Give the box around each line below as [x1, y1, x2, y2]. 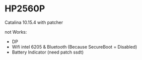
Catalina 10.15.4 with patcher [4, 19, 63, 25]
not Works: [4, 29, 27, 35]
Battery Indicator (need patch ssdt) [11, 49, 84, 55]
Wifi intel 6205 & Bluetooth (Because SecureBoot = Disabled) [11, 44, 138, 50]
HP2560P [4, 3, 45, 14]
